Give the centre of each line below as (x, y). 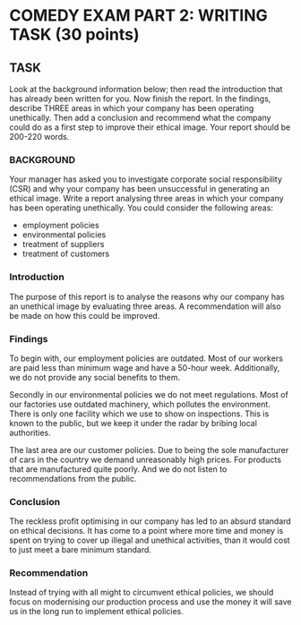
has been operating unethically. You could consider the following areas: (141, 208)
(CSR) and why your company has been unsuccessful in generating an (140, 189)
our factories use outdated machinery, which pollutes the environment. (140, 404)
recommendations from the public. (73, 478)
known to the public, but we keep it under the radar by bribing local (133, 423)
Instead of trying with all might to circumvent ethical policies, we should (142, 593)
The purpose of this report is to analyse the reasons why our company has (147, 296)
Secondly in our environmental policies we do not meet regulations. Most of (149, 394)
